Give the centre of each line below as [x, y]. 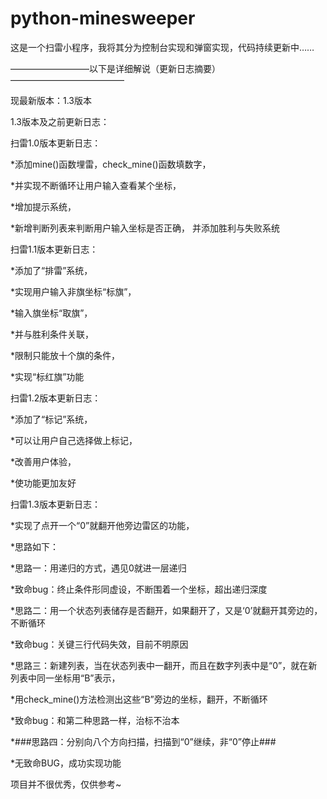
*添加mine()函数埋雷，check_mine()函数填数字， [111, 164]
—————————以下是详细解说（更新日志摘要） [115, 68]
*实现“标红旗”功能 [47, 376]
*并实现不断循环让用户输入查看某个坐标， [96, 185]
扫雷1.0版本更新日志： [56, 143]
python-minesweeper [103, 18]
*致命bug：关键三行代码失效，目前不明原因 [99, 644]
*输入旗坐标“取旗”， [51, 313]
